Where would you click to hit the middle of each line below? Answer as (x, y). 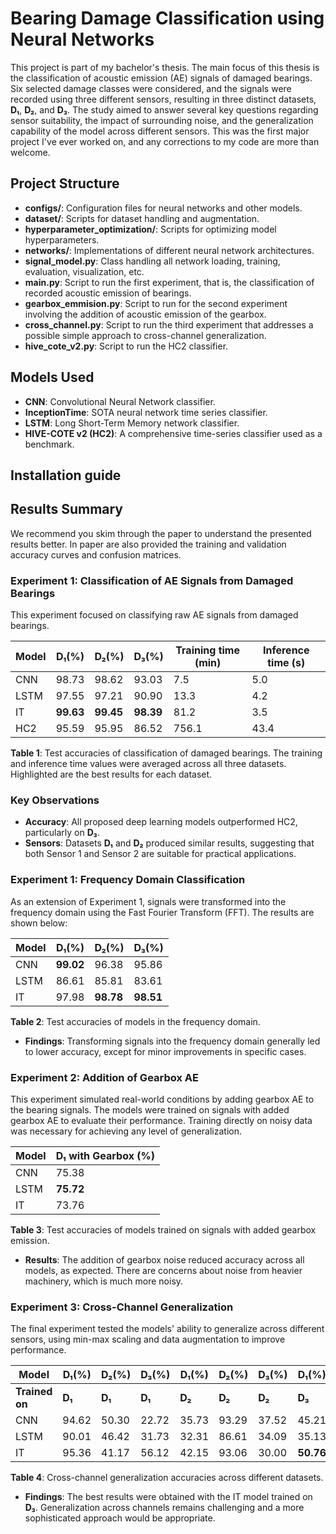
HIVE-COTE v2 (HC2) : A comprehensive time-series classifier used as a (173, 433)
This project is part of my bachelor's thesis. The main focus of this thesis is (165, 67)
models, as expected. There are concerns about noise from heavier (163, 1270)
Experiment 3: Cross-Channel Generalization (122, 1307)
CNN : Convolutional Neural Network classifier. (120, 401)
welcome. (30, 152)
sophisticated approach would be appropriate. (120, 1518)
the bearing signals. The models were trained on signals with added (150, 1109)
